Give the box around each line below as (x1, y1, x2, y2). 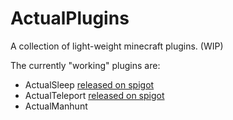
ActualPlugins (10, 7, 130, 30)
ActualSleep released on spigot (24, 78, 155, 91)
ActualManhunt (24, 100, 88, 112)
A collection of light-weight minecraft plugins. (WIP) (10, 40, 224, 52)
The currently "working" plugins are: (10, 59, 161, 71)
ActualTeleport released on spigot (24, 89, 165, 101)
